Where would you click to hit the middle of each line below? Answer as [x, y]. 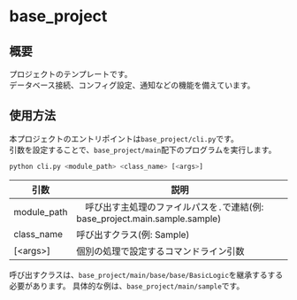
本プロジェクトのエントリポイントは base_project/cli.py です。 [124, 138]
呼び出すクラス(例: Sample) [133, 235]
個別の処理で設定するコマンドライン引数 [160, 251]
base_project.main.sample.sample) [149, 219]
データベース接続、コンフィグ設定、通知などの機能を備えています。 [132, 85]
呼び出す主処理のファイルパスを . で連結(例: [175, 207]
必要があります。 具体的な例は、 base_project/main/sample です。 [127, 286]
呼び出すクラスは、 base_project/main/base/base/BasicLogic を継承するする [146, 274]
